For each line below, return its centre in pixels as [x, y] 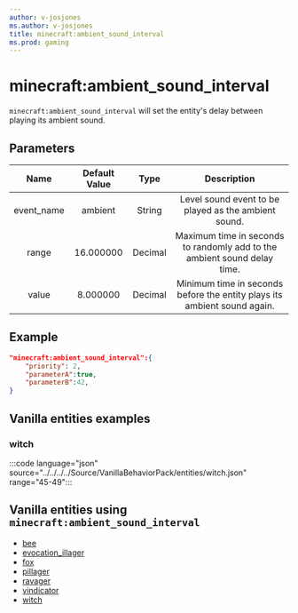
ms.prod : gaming [39, 42]
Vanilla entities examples [80, 418]
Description [230, 179]
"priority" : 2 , [53, 366]
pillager [36, 571]
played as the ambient [230, 210]
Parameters [42, 148]
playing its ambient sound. [57, 120]
